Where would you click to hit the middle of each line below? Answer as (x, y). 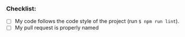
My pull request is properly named (57, 28)
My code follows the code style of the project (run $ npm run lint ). (97, 21)
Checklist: (21, 9)
